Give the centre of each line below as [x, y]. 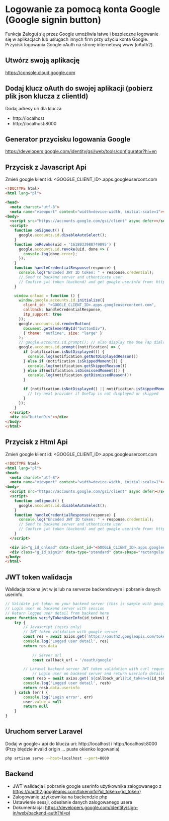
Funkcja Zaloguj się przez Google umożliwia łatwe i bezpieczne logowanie [82, 34]
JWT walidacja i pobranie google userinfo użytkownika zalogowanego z [87, 786]
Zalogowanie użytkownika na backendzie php [60, 797]
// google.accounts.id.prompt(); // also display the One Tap [85, 343]
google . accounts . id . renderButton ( [55, 324]
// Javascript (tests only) [53, 627]
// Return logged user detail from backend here [57, 613]
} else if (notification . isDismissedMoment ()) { [74, 370]
